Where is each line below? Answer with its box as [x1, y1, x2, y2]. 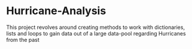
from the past [6, 36, 40, 43]
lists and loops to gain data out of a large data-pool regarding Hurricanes [6, 30, 187, 37]
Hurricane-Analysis [6, 4, 106, 18]
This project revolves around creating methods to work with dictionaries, [6, 24, 185, 31]
